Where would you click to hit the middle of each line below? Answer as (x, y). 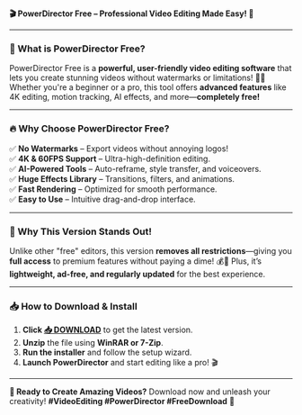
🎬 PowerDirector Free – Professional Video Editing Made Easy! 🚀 (132, 14)
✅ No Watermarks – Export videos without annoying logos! (119, 149)
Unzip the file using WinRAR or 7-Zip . (93, 343)
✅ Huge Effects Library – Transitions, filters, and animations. (122, 178)
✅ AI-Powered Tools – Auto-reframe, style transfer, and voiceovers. (136, 168)
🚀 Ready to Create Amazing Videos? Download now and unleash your (140, 392)
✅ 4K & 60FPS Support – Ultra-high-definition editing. (110, 158)
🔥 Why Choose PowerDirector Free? (89, 129)
